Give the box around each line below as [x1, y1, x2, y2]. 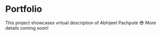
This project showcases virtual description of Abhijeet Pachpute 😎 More [5, 20, 156, 26]
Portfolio [5, 3, 42, 15]
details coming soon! [5, 25, 49, 31]
